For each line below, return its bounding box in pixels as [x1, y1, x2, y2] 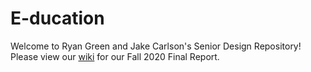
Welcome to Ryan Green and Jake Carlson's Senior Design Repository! [10, 40, 302, 52]
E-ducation [10, 7, 105, 30]
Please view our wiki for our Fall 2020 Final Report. [10, 50, 220, 62]
